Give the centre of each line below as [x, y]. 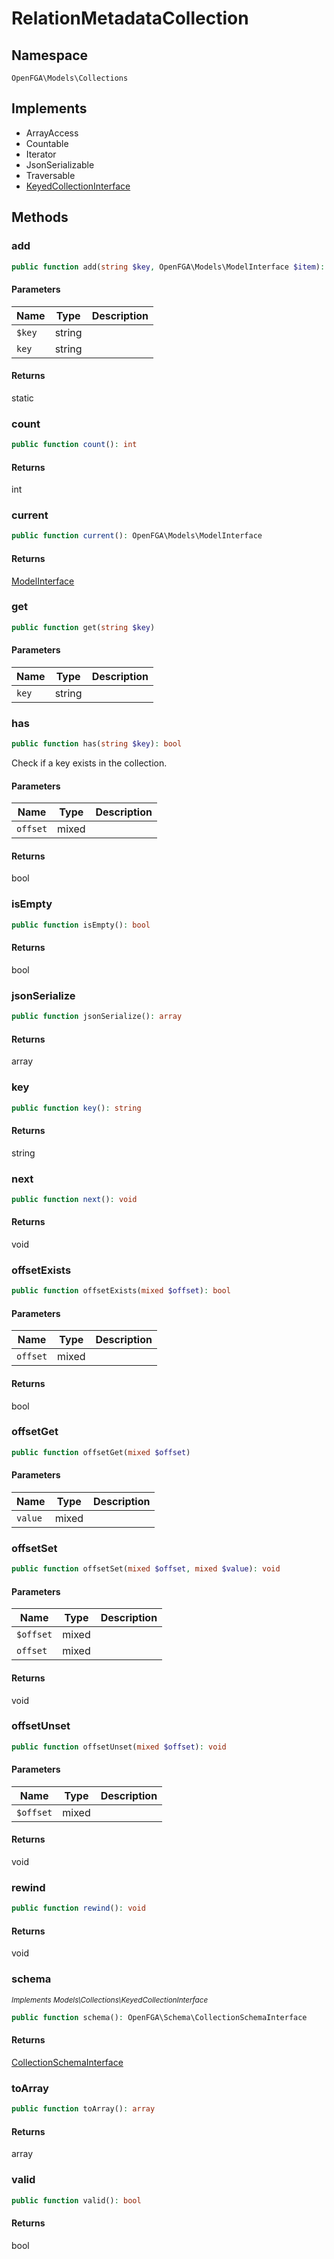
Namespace [50, 55]
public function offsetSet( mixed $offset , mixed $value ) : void [146, 1569]
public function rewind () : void [78, 1908]
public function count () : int [74, 445]
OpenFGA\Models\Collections [70, 78]
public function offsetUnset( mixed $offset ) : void [119, 1747]
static [22, 398]
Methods [40, 217]
